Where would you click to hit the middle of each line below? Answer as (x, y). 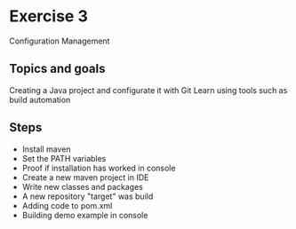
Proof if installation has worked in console (99, 168)
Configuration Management (60, 41)
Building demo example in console (85, 215)
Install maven (46, 149)
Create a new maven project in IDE (85, 177)
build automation (40, 99)
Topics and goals (57, 69)
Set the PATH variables (64, 158)
